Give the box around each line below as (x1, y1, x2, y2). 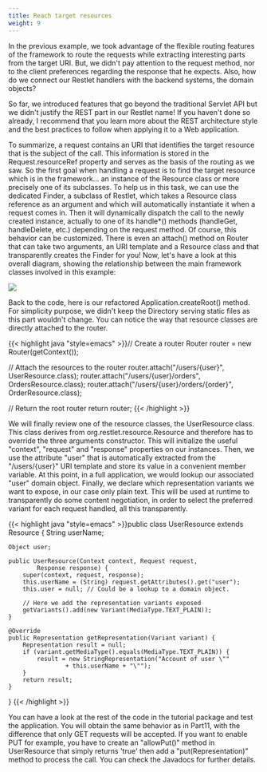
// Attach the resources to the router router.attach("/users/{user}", (8, 362, 225, 372)
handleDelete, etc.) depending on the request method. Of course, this (8, 224, 237, 234)
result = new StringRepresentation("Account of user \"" (37, 655, 230, 663)
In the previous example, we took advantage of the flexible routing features (8, 41, 255, 50)
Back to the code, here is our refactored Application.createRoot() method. (8, 297, 250, 307)
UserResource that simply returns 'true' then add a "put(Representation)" (8, 746, 249, 755)
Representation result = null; (22, 640, 127, 649)
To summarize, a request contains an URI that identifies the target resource (8, 140, 255, 149)
